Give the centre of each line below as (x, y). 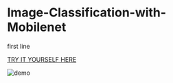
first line (19, 46)
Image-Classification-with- (87, 13)
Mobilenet (37, 27)
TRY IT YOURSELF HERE (42, 59)
